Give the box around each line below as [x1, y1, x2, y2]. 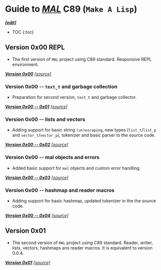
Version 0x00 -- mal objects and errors [5, 154, 100, 161]
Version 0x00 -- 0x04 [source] [5, 212, 69, 218]
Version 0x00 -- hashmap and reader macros [5, 187, 115, 194]
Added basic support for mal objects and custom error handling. [12, 165, 141, 171]
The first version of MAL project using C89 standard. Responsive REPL [12, 56, 152, 62]
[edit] [5, 20, 17, 25]
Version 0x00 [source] [5, 71, 52, 77]
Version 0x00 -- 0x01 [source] [5, 104, 68, 110]
